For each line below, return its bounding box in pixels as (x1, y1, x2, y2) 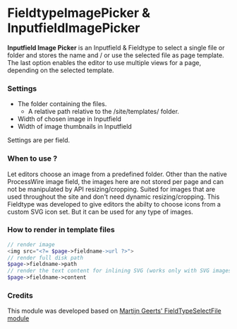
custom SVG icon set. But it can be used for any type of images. (7, 207, 194, 216)
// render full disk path (7, 254, 83, 261)
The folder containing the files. (17, 100, 107, 108)
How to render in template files (7, 225, 115, 235)
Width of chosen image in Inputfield (17, 115, 122, 123)
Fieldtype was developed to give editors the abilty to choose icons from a (7, 200, 221, 208)
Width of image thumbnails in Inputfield (17, 122, 132, 131)
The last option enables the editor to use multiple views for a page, (7, 58, 202, 67)
